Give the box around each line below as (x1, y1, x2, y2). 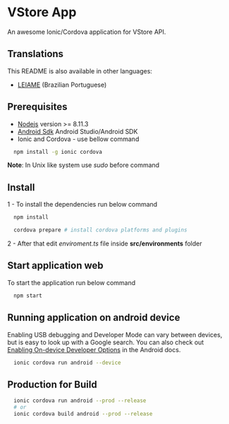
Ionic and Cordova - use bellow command (17, 135, 140, 143)
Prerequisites (7, 101, 68, 113)
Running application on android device (7, 312, 180, 324)
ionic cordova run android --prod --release (13, 397, 147, 404)
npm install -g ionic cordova (13, 148, 102, 155)
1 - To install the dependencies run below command (7, 200, 158, 209)
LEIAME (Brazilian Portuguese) (17, 80, 107, 89)
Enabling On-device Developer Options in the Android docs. (7, 345, 181, 353)
